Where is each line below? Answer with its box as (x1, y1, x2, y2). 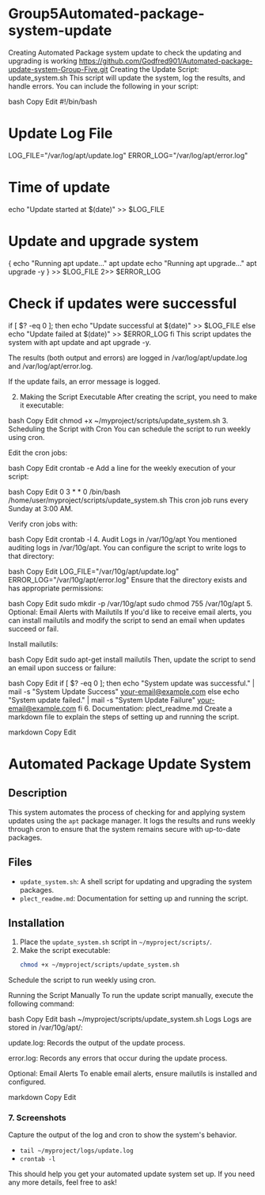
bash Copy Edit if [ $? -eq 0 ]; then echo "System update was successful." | (8, 678, 256, 688)
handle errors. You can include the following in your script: (8, 81, 199, 91)
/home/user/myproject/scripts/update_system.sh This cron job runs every (8, 495, 249, 505)
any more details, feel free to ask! (8, 1178, 117, 1187)
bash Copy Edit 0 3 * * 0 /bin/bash (8, 487, 121, 496)
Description (8, 787, 67, 800)
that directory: (8, 551, 55, 560)
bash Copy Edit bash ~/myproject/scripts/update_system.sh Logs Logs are (8, 1015, 252, 1024)
